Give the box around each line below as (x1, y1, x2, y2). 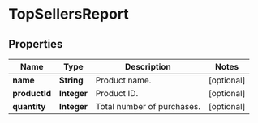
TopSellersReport (8, 5, 130, 23)
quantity (12, 101, 46, 112)
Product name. (95, 74, 152, 86)
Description (124, 61, 172, 72)
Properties (8, 37, 63, 51)
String (58, 74, 84, 86)
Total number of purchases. (95, 101, 201, 112)
